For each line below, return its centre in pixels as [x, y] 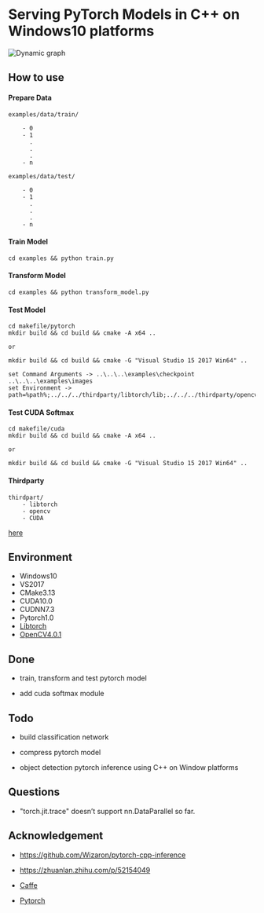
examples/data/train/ [44, 114]
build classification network [64, 737]
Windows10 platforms [81, 31]
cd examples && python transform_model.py [79, 292]
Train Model [28, 242]
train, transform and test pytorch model [83, 678]
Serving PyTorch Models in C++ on [124, 15]
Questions [34, 792]
